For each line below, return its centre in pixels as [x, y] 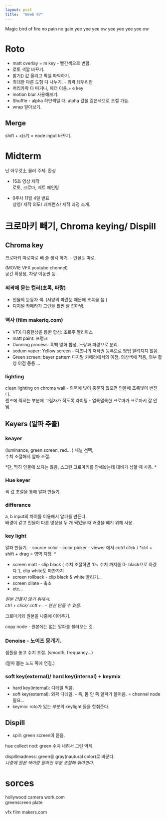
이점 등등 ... [29, 363]
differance [18, 505]
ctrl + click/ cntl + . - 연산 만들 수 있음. [43, 605]
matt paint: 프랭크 [30, 338]
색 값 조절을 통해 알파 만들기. [33, 492]
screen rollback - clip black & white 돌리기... [57, 577]
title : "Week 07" [24, 14]
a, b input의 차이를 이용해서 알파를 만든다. [46, 516]
